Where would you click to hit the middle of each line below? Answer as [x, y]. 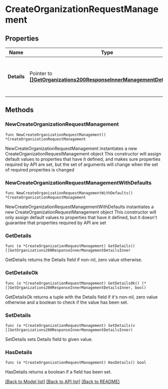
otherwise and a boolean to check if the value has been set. [67, 302]
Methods [19, 110]
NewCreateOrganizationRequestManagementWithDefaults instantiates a [79, 207]
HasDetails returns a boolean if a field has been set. [58, 372]
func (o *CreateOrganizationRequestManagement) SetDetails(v [70, 325]
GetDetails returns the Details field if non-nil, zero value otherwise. [74, 260]
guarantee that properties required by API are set [56, 223]
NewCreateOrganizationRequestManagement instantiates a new [71, 148]
